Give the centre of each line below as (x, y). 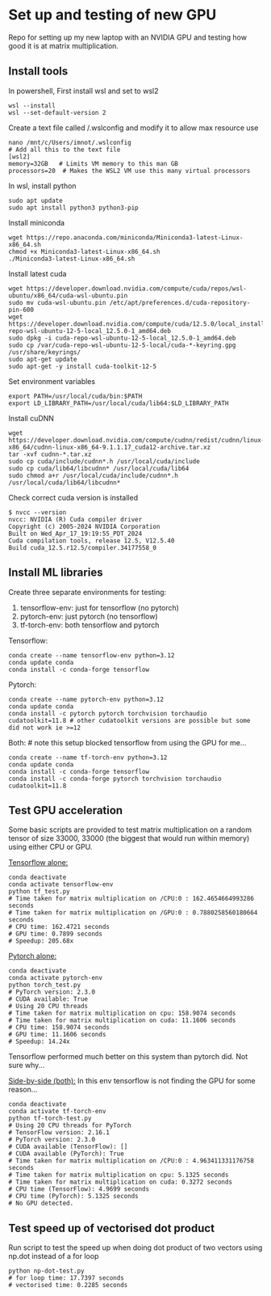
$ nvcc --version (38, 512)
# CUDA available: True (48, 999)
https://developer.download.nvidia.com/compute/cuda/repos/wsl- (137, 289)
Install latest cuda (38, 273)
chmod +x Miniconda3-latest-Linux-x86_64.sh (84, 251)
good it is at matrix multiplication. (64, 45)
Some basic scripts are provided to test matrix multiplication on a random (130, 830)
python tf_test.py (39, 892)
